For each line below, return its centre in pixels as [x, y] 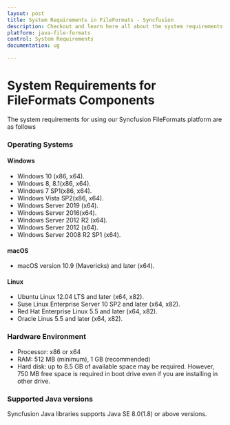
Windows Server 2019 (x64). [57, 206]
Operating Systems [40, 144]
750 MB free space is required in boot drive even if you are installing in [117, 373]
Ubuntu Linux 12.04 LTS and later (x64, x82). [81, 297]
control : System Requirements [51, 39]
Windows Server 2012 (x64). [57, 227]
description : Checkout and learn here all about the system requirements [115, 26]
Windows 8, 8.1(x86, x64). [54, 184]
